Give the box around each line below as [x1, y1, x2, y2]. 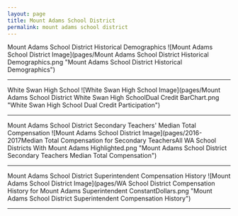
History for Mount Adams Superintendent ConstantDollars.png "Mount [7, 187, 212, 195]
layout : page [7, 10, 46, 18]
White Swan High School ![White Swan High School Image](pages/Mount [7, 86, 221, 94]
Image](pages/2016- [142, 129, 203, 137]
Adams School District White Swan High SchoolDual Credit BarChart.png [7, 93, 220, 102]
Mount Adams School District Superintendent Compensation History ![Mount [7, 171, 231, 181]
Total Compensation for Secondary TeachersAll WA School [44, 136, 217, 145]
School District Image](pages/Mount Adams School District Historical [7, 50, 209, 59]
